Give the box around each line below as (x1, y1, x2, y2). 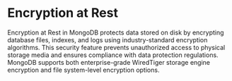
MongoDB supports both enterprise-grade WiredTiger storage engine (7, 58, 211, 66)
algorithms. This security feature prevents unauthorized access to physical (7, 43, 226, 51)
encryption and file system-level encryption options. (7, 66, 160, 74)
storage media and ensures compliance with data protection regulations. (7, 51, 219, 59)
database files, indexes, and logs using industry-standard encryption (7, 35, 208, 44)
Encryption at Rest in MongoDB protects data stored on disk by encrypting (7, 28, 224, 37)
